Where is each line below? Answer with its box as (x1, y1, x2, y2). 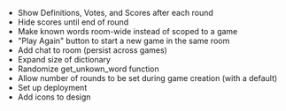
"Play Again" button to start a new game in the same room (17, 35, 230, 46)
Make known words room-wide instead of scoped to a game (17, 26, 238, 36)
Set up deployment (17, 83, 88, 92)
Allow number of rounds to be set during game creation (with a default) (17, 73, 278, 83)
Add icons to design (17, 92, 91, 102)
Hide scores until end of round (17, 17, 129, 27)
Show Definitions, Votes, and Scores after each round (17, 8, 214, 18)
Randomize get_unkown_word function (17, 63, 159, 74)
